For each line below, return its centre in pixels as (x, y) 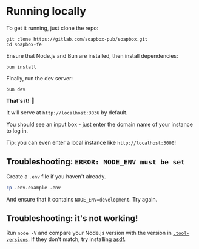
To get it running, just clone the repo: (52, 28)
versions (17, 240)
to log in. (17, 131)
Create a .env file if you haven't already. (56, 176)
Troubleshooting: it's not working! (72, 218)
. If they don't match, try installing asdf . (77, 239)
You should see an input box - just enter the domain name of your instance (99, 124)
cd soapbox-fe (24, 44)
